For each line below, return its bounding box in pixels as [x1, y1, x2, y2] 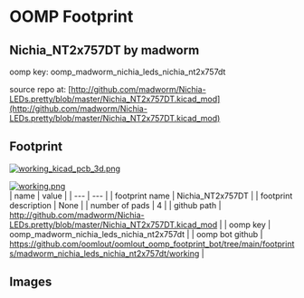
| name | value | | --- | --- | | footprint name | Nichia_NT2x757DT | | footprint [9, 190, 293, 201]
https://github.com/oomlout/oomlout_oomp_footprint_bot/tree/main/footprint [9, 238, 295, 249]
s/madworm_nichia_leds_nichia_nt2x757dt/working [9, 247, 200, 259]
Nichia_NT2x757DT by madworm [9, 43, 200, 58]
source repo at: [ [9, 84, 71, 94]
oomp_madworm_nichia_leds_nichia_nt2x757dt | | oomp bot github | [9, 228, 263, 239]
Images [9, 274, 52, 290]
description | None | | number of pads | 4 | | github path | [9, 199, 222, 210]
